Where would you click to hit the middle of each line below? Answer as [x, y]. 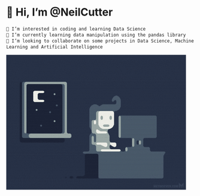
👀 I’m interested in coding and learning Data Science [76, 29]
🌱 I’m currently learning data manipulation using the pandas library [96, 35]
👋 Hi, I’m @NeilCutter [60, 12]
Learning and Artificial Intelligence [54, 47]
